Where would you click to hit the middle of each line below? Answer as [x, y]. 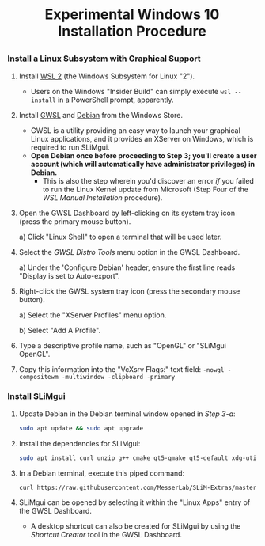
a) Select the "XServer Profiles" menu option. [93, 315]
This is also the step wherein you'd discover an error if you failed [148, 180]
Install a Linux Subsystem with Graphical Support [104, 59]
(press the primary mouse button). [75, 221]
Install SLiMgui [36, 396]
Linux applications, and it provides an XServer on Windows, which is [142, 138]
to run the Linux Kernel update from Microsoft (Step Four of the [146, 189]
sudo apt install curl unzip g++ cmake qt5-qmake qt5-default [123, 458]
